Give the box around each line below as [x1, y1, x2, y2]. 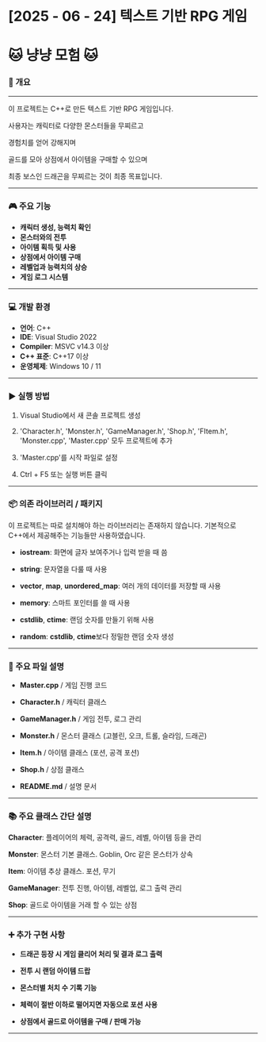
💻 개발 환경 [8, 301, 51, 312]
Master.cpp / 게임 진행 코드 [19, 680, 108, 690]
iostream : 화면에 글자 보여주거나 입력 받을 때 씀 [19, 547, 168, 556]
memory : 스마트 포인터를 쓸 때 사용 [19, 598, 131, 607]
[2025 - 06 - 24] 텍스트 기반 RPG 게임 [8, 7, 248, 25]
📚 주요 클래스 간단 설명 [8, 811, 93, 822]
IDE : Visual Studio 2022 [19, 333, 97, 342]
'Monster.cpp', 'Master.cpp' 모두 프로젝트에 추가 [19, 436, 173, 445]
